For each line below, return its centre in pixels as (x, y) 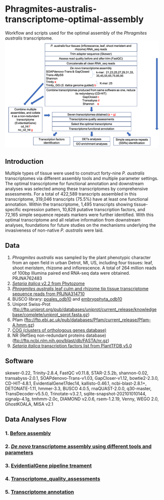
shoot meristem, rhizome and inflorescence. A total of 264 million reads (84, 268)
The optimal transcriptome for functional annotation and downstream (74, 183)
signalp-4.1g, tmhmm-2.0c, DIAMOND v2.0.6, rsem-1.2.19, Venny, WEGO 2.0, (82, 399)
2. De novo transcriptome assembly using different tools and (78, 446)
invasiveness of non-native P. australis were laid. (54, 230)
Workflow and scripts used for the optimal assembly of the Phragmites (76, 33)
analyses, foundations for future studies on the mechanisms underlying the (81, 225)
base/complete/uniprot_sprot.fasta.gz (50, 314)
